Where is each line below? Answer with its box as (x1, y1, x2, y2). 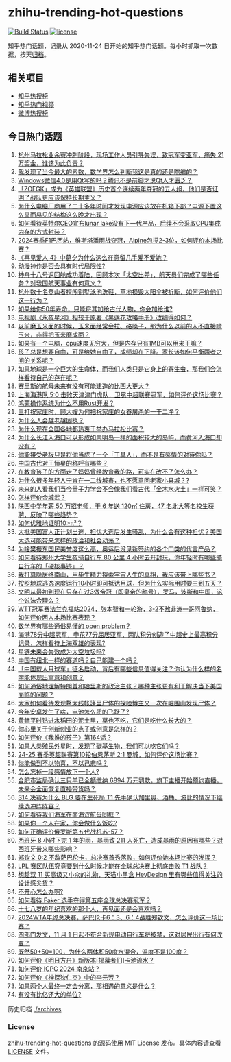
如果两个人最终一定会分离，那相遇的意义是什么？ (17, 982, 156, 990)
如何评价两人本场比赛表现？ (17, 613, 97, 621)
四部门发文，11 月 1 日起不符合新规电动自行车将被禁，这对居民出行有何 (17, 930, 217, 939)
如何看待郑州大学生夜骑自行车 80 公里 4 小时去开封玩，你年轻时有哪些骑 (17, 553, 223, 562)
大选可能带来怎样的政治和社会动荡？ (17, 536, 121, 544)
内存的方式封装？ (17, 228, 66, 236)
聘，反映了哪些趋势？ (17, 510, 78, 518)
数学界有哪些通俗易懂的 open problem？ (17, 622, 132, 630)
